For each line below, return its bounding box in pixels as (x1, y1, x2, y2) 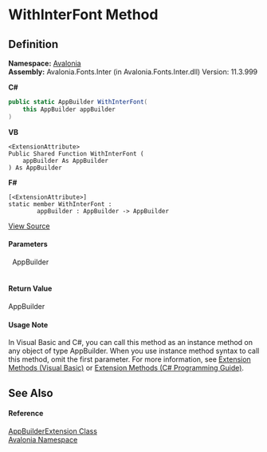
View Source (8, 221, 50, 231)
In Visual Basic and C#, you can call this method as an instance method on (8, 338, 253, 347)
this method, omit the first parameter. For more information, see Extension (8, 355, 251, 364)
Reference (8, 409, 44, 418)
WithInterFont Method (8, 6, 159, 24)
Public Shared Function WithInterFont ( (8, 149, 145, 157)
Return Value (8, 283, 53, 293)
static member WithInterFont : (8, 200, 112, 208)
